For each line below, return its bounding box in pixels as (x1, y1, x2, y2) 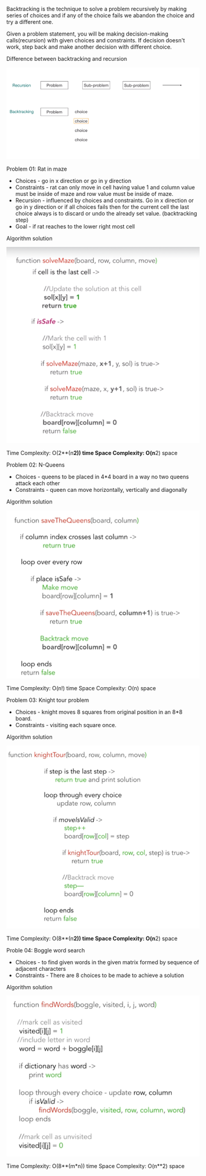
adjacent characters (15, 965, 66, 972)
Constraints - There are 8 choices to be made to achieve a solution (15, 972, 185, 979)
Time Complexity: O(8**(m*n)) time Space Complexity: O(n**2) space (6, 1162, 185, 1170)
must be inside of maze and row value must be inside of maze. (15, 190, 174, 198)
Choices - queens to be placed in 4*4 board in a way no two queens (15, 473, 189, 480)
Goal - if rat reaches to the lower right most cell (15, 223, 135, 230)
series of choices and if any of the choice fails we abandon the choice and (6, 12, 195, 19)
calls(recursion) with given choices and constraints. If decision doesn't (6, 37, 185, 44)
